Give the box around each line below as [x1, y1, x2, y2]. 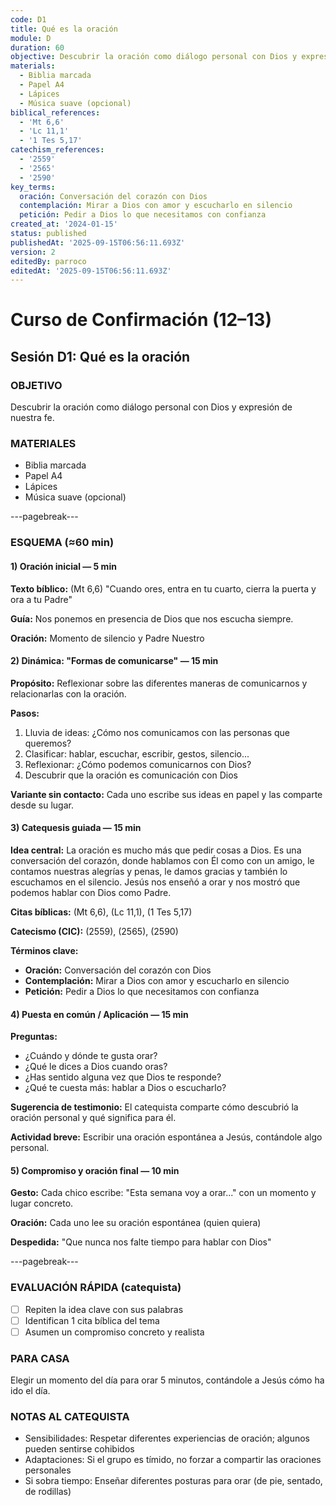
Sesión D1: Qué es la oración [10, 348, 191, 365]
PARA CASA [10, 1351, 70, 1365]
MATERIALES [10, 437, 77, 451]
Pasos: [10, 707, 40, 719]
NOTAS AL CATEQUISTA [10, 1410, 130, 1424]
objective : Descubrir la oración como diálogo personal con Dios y [10, 52, 298, 62]
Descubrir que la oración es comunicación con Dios [24, 769, 238, 781]
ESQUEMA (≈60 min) [10, 536, 115, 550]
